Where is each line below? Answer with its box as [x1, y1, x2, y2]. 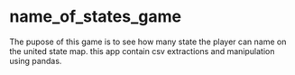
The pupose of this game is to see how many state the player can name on [9, 36, 287, 47]
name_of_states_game [9, 6, 182, 27]
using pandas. [9, 55, 62, 66]
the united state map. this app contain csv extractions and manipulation [9, 45, 275, 56]
